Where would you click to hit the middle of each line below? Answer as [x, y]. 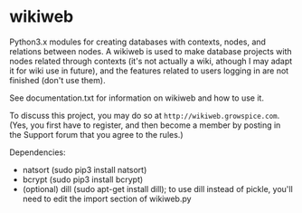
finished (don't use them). [57, 80]
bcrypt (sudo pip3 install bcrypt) [83, 179]
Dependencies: [38, 152]
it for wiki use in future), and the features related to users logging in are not [149, 71]
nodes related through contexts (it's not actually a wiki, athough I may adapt [151, 61]
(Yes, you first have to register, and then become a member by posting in [145, 125]
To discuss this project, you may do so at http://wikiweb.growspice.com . [145, 115]
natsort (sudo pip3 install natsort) [85, 169]
